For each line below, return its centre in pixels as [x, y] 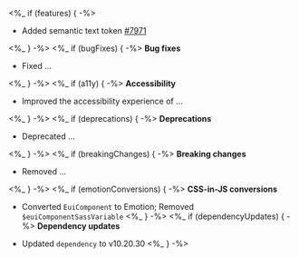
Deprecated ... [48, 136]
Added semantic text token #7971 [84, 30]
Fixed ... [36, 66]
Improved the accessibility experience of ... [102, 101]
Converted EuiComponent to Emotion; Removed [108, 207]
